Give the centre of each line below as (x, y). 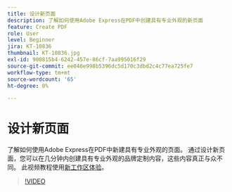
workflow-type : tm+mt (39, 72)
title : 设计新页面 (32, 14)
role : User (23, 33)
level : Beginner (31, 40)
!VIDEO (35, 181)
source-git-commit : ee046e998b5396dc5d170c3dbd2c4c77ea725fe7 (100, 66)
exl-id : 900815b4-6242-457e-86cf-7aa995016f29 (77, 60)
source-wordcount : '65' (42, 79)
